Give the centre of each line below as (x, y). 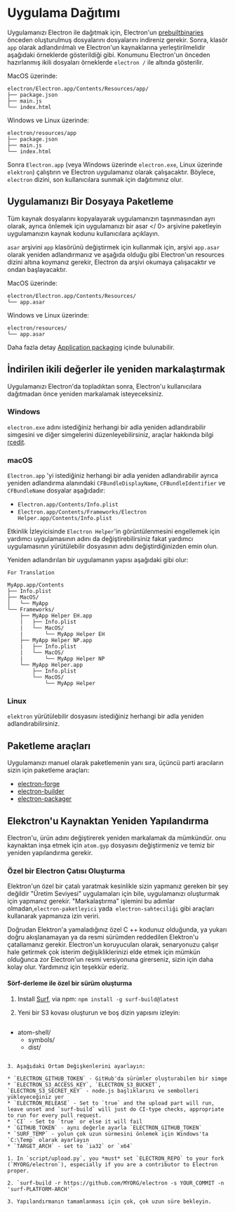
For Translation (31, 573)
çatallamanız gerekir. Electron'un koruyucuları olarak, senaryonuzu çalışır (113, 945)
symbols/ (41, 1040)
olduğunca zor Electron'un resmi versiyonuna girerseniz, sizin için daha (110, 960)
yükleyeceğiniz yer (36, 1097)
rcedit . (16, 442)
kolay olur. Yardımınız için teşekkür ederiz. (68, 967)
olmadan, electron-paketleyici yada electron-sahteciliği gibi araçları (111, 908)
